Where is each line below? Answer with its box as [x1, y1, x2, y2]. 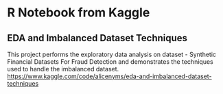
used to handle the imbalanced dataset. [7, 65, 119, 73]
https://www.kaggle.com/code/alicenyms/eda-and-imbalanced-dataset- [7, 72, 212, 80]
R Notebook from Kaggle [7, 5, 150, 21]
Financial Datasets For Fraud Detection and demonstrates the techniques [7, 58, 214, 66]
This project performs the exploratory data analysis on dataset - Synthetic [7, 50, 217, 58]
